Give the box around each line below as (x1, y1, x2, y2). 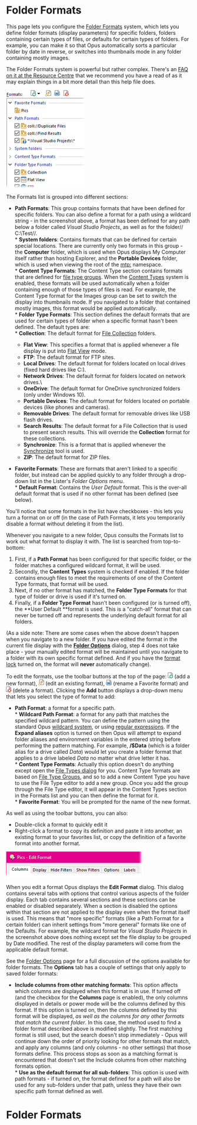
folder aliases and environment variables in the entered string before (14, 735, 181, 743)
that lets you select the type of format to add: (6, 693, 116, 700)
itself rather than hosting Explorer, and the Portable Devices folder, (14, 254, 178, 262)
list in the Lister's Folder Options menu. (29, 477, 125, 484)
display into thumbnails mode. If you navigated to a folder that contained (14, 298, 191, 305)
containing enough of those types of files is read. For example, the (14, 286, 176, 293)
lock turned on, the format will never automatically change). (6, 660, 151, 668)
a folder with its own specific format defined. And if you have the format (6, 654, 181, 661)
